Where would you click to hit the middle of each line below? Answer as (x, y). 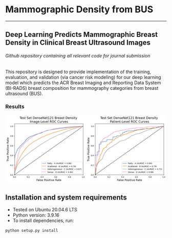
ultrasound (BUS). (24, 93)
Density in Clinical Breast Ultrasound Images (78, 43)
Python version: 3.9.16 (36, 215)
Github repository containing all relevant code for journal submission (78, 55)
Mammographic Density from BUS (79, 9)
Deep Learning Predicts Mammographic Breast (81, 35)
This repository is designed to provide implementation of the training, (78, 72)
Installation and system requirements (66, 197)
